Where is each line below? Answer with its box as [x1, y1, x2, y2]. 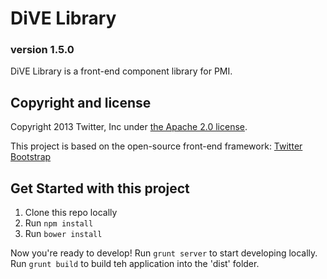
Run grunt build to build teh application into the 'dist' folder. [10, 258, 260, 270]
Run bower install [24, 228, 103, 240]
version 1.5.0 [10, 43, 75, 57]
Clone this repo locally [24, 207, 118, 219]
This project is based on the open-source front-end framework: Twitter [10, 140, 303, 152]
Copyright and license [10, 94, 152, 111]
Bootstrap [10, 151, 52, 163]
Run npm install [24, 217, 94, 229]
